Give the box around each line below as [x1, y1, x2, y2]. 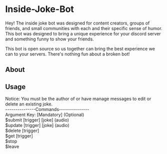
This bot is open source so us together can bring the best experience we [5, 45, 155, 51]
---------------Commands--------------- [5, 106, 89, 112]
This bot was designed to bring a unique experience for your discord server [5, 30, 161, 36]
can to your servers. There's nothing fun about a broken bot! [5, 51, 130, 57]
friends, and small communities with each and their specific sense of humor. [5, 25, 162, 31]
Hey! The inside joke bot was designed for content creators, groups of [5, 20, 150, 26]
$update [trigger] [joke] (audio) [5, 122, 70, 128]
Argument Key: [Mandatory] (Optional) [5, 111, 84, 118]
